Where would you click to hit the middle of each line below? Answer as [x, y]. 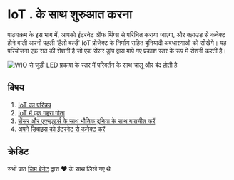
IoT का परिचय [34, 105]
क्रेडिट [18, 152]
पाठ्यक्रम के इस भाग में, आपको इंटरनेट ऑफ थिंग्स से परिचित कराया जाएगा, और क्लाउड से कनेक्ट [117, 34]
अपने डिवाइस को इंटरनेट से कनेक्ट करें [61, 129]
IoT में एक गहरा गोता [41, 112]
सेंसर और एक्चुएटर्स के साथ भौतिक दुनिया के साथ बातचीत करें [86, 121]
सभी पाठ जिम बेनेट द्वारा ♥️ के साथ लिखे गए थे [59, 169]
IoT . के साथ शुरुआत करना [70, 15]
